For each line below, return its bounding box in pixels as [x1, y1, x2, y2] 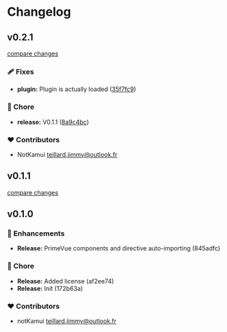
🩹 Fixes [7, 66, 34, 76]
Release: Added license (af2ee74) [16, 277, 115, 285]
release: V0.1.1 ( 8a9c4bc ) [16, 118, 89, 126]
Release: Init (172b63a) [16, 284, 84, 292]
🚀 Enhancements [7, 229, 65, 238]
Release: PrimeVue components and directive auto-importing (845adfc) [16, 244, 221, 253]
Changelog [7, 4, 71, 20]
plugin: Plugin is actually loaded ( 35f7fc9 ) [16, 85, 136, 93]
